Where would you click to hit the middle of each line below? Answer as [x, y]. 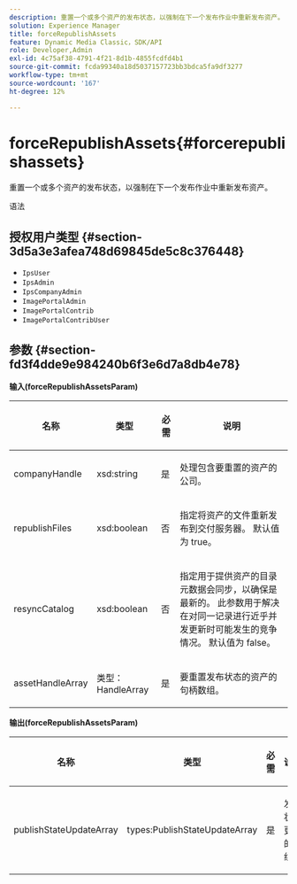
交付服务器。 [224, 529]
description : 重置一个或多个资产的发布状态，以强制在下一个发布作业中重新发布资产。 [147, 17]
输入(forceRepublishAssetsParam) [74, 387]
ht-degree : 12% [37, 91]
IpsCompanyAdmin [52, 292]
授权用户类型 [44, 237]
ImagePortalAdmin [54, 302]
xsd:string [118, 474]
